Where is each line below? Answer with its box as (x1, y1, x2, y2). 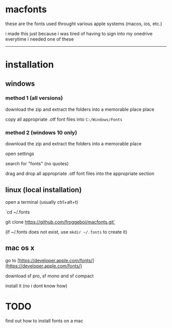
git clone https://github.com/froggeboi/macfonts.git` (5, 219, 116, 225)
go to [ (5, 257, 19, 263)
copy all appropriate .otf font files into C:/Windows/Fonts (5, 116, 123, 122)
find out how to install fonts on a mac (5, 317, 83, 324)
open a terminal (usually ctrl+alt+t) (5, 199, 78, 205)
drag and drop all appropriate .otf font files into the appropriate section (5, 170, 155, 177)
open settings (5, 150, 34, 157)
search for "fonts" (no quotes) (5, 161, 69, 167)
